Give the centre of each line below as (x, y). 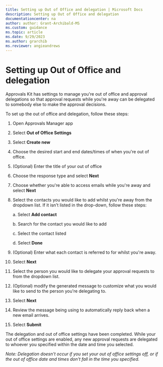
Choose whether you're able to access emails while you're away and (81, 185)
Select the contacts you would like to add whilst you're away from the (82, 200)
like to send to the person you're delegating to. (59, 291)
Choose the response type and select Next (56, 176)
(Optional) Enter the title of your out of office (57, 166)
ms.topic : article (24, 32)
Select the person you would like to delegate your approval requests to (83, 271)
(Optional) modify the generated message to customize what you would (84, 285)
